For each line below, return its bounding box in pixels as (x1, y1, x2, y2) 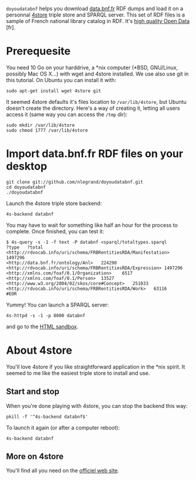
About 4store (6, 344, 72, 357)
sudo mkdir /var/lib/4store (6, 122, 75, 128)
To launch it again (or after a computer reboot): (6, 424, 120, 431)
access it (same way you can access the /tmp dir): (6, 110, 128, 117)
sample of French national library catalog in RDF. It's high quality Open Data (6, 18, 190, 24)
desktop (6, 159, 48, 173)
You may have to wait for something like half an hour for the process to (6, 221, 178, 228)
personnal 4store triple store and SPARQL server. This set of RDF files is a (6, 11, 185, 18)
